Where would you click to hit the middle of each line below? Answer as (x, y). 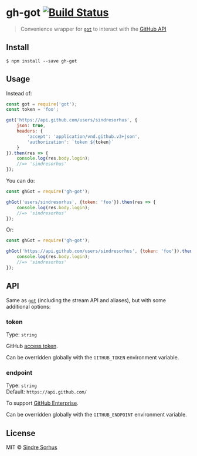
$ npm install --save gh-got (42, 61)
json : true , (31, 126)
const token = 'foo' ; (33, 110)
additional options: (28, 306)
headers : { (30, 131)
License (21, 433)
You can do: (21, 181)
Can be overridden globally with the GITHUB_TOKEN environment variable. (93, 357)
